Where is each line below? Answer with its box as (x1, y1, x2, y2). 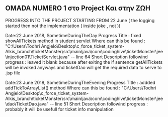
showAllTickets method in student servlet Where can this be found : (5, 38, 146, 44)
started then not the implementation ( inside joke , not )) (5, 23, 121, 29)
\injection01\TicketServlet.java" (5, 54, 70, 60)
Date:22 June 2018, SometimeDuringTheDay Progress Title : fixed (5, 32, 142, 38)
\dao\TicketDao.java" (5, 100, 49, 107)
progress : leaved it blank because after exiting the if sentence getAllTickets (5, 59, 163, 65)
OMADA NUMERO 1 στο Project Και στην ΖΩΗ (5, 4, 151, 13)
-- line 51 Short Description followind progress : (49, 100, 148, 107)
